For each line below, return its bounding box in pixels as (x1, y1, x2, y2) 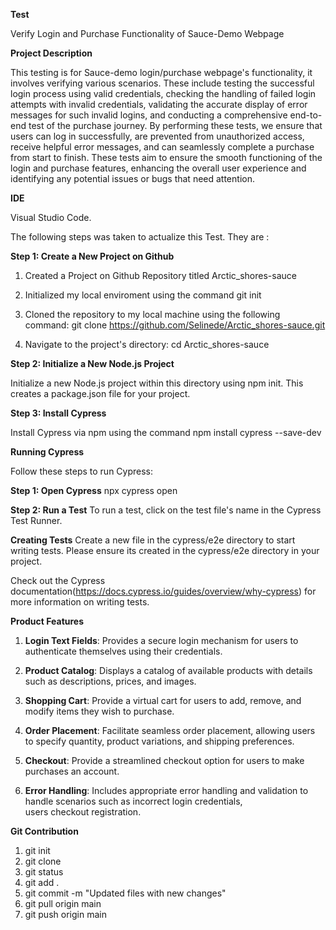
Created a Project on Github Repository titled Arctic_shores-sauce (24, 270, 297, 281)
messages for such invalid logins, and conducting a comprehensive (10, 109, 288, 121)
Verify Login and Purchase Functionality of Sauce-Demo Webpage (10, 28, 285, 39)
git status (24, 866, 64, 878)
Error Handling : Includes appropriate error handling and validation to (24, 785, 309, 796)
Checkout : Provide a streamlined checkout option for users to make (24, 755, 305, 766)
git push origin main (24, 909, 107, 920)
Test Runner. (10, 515, 63, 526)
